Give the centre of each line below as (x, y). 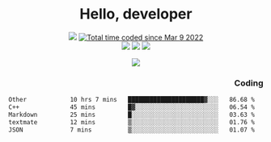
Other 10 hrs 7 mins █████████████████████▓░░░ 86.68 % (131, 100)
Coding (249, 83)
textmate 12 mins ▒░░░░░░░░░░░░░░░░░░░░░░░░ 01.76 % (131, 122)
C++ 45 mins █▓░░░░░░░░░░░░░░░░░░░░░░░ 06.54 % (131, 107)
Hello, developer (136, 14)
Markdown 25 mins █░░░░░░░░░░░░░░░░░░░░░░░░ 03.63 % (131, 115)
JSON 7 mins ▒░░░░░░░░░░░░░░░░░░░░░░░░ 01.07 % (131, 130)
